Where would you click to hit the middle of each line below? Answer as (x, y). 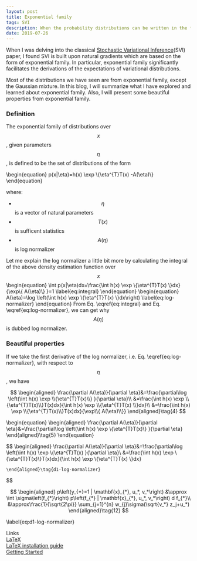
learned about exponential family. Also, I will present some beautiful (88, 93)
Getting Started (25, 552)
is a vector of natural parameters (54, 213)
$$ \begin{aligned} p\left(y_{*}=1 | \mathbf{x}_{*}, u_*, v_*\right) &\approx (98, 492)
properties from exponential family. (48, 99)
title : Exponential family (39, 17)
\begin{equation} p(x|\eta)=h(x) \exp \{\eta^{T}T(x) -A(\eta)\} (80, 175)
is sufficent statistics (39, 231)
